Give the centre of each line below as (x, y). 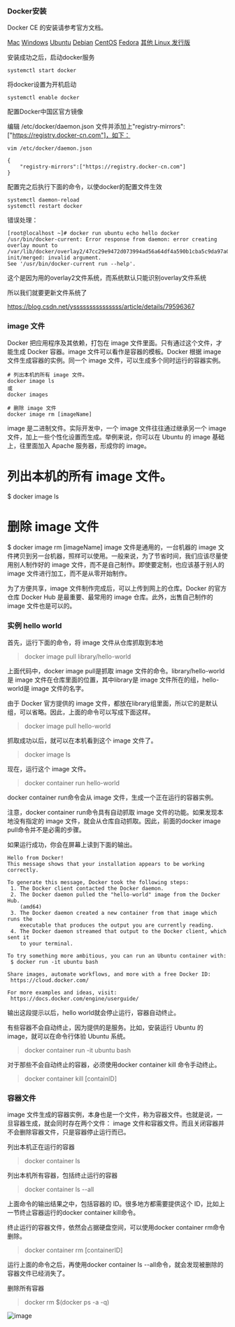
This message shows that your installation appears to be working (106, 864)
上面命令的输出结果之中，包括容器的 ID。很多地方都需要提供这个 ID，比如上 (116, 1204)
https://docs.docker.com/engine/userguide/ (74, 999)
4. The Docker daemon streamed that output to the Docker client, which (119, 931)
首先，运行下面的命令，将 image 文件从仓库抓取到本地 (85, 643)
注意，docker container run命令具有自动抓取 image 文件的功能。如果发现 (112, 812)
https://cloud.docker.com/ (50, 980)
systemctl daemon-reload (43, 200)
